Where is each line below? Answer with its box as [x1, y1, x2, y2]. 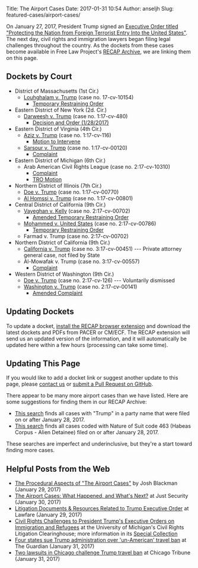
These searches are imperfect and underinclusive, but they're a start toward [6, 440, 193, 447]
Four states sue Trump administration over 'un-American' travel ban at [14, 537, 187, 544]
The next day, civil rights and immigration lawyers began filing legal [6, 36, 171, 42]
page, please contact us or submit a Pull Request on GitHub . [6, 380, 154, 388]
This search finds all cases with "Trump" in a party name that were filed [14, 410, 190, 417]
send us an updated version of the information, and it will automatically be [6, 335, 187, 342]
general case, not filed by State [23, 251, 100, 258]
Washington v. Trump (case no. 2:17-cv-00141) [23, 283, 138, 290]
